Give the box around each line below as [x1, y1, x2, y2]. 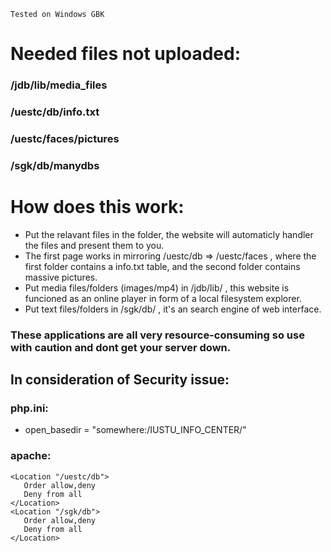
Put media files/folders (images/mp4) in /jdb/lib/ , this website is [24, 281, 290, 294]
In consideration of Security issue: [10, 371, 230, 389]
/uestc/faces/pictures [10, 131, 120, 145]
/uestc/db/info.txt [10, 105, 100, 119]
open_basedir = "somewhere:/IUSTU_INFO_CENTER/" [24, 424, 247, 436]
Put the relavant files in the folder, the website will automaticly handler [24, 228, 314, 240]
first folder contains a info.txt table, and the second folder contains [24, 260, 301, 272]
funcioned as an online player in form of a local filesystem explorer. [24, 292, 302, 304]
